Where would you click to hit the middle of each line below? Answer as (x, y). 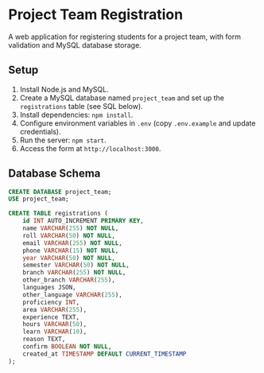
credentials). (40, 131)
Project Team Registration (96, 15)
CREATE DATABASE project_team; (60, 192)
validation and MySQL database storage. (75, 45)
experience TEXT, (51, 317)
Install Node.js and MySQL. (64, 89)
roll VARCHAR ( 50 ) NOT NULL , (69, 235)
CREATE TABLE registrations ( (58, 214)
